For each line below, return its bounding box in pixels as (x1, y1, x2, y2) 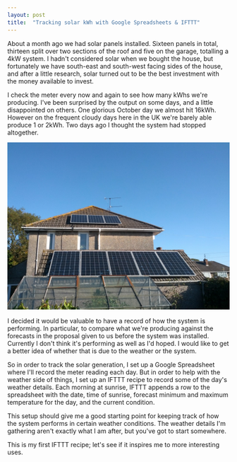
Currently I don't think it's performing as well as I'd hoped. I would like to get (7, 339, 229, 347)
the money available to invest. (7, 76, 94, 85)
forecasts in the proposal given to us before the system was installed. (7, 331, 209, 340)
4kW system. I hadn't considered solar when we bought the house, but (7, 54, 214, 63)
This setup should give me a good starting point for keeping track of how (7, 411, 219, 420)
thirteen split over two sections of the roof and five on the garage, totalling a (7, 47, 229, 55)
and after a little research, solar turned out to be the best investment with (7, 69, 220, 78)
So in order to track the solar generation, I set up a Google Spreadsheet (7, 360, 215, 369)
